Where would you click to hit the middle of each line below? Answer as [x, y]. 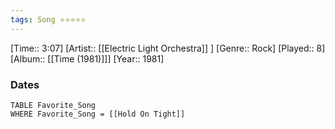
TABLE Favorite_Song [53, 105]
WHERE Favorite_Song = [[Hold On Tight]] [98, 114]
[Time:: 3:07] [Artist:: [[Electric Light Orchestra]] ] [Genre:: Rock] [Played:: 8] [168, 48]
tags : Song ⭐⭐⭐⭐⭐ [48, 19]
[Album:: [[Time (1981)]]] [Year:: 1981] [87, 58]
